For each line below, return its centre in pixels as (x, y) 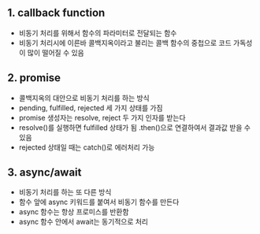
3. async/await (45, 173)
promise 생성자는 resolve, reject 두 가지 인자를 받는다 (102, 117)
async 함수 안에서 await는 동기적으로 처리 (84, 222)
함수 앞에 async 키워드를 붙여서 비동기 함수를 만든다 (99, 202)
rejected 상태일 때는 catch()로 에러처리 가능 (87, 147)
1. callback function (56, 13)
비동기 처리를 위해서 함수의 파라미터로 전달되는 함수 (98, 33)
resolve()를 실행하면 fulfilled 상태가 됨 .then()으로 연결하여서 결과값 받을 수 (135, 127)
